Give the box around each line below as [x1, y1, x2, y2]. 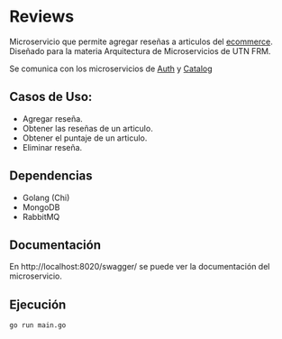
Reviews [9, 6, 75, 27]
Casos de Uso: [9, 89, 93, 105]
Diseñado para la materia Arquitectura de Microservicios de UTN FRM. [9, 45, 271, 56]
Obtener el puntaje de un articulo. [22, 133, 148, 143]
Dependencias [9, 169, 93, 184]
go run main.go [9, 321, 67, 330]
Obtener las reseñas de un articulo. [22, 123, 153, 133]
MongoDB [22, 201, 60, 213]
